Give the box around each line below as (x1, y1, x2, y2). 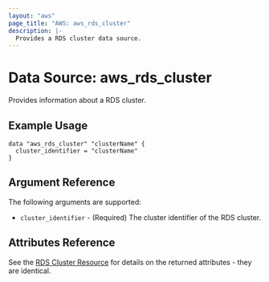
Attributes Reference (8, 236, 116, 250)
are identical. (8, 266, 51, 276)
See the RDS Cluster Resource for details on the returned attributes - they (8, 257, 252, 267)
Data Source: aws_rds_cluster (8, 69, 213, 87)
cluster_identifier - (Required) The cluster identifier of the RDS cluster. (19, 212, 262, 222)
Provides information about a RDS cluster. (8, 96, 146, 105)
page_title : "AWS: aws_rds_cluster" (8, 19, 131, 27)
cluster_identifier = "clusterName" (15, 147, 138, 155)
